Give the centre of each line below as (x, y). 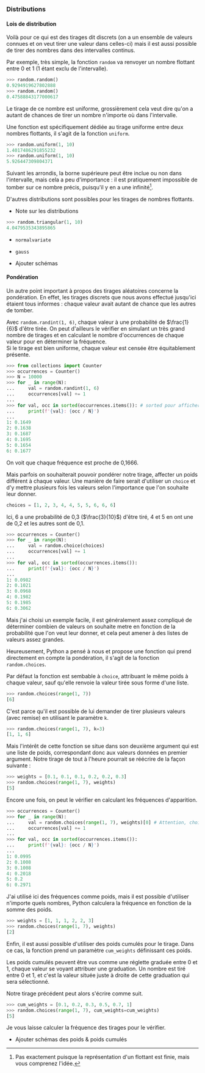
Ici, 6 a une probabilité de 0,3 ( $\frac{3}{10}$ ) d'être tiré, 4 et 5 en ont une (100, 517)
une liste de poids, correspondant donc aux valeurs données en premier (97, 753)
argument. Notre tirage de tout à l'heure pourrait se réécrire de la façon (96, 759)
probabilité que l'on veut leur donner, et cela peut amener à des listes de (97, 633)
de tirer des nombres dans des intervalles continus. (71, 50)
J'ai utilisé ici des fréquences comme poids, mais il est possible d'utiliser (98, 896)
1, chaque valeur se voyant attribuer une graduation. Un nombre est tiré (96, 969)
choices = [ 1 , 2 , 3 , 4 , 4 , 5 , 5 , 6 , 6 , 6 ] (61, 505)
